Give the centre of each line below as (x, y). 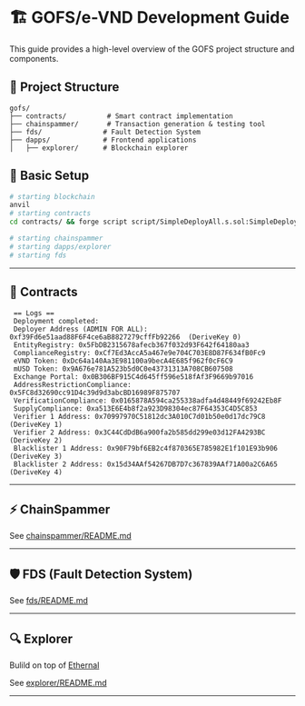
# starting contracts (50, 214)
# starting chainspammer (56, 239)
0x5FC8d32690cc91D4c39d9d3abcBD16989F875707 (95, 393)
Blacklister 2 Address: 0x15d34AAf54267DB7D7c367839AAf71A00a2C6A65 (146, 464)
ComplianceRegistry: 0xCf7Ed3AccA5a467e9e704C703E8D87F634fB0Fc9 (139, 353)
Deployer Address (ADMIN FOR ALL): (80, 329)
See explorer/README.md (58, 682)
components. (34, 58)
